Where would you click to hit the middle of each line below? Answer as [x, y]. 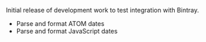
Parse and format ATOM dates [60, 23]
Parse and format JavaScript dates [67, 31]
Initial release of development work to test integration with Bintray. [102, 10]
